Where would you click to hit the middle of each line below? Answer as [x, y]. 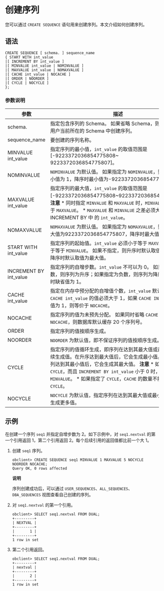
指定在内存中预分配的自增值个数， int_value [101, 291]
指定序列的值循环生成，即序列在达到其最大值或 [104, 350]
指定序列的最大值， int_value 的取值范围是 [99, 189]
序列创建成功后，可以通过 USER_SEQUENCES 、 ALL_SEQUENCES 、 [72, 488]
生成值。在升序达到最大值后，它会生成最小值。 [109, 357]
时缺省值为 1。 [67, 282]
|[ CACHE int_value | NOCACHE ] [38, 74]
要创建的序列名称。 [72, 140]
